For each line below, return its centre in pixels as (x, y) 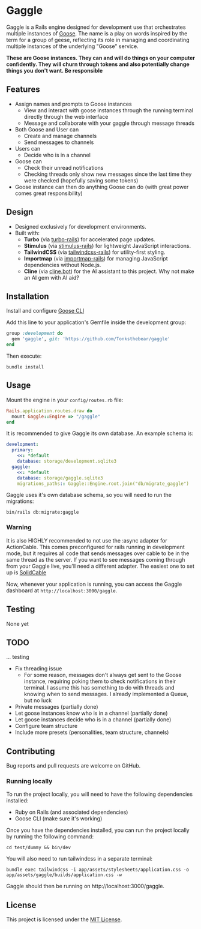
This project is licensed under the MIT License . (64, 919)
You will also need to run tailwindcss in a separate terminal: (79, 859)
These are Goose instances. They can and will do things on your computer (100, 58)
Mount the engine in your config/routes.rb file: (65, 400)
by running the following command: (50, 837)
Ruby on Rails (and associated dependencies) (71, 812)
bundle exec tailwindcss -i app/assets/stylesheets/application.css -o (97, 870)
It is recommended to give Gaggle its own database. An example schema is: (100, 433)
